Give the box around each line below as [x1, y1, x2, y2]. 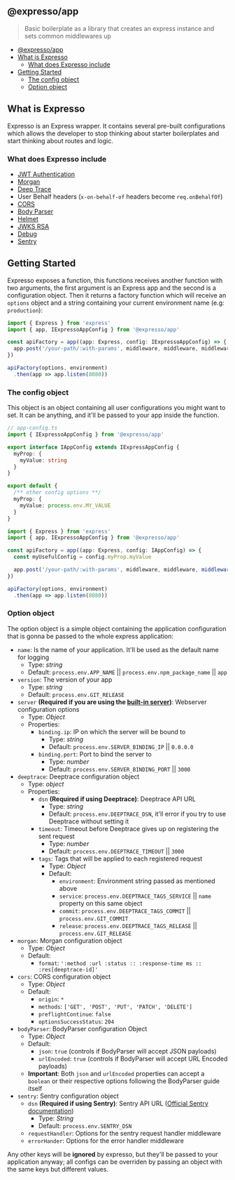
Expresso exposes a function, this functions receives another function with [7, 276, 223, 284]
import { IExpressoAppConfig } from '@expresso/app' [7, 431, 164, 438]
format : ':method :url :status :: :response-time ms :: [38, 958, 202, 967]
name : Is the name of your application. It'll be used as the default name [17, 645, 219, 654]
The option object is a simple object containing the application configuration [7, 624, 227, 632]
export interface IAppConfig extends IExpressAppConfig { [7, 444, 180, 451]
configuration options [17, 705, 80, 713]
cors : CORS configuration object [17, 972, 111, 981]
